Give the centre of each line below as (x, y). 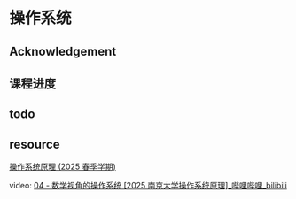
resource (35, 144)
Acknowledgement (63, 51)
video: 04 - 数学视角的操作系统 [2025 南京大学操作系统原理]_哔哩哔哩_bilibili (148, 186)
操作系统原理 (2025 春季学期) (63, 167)
